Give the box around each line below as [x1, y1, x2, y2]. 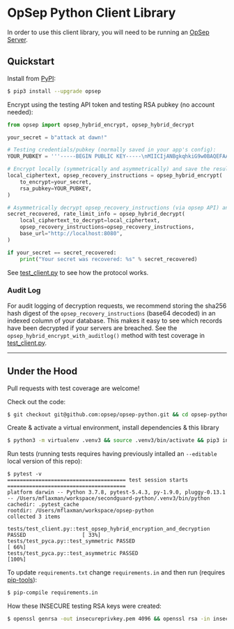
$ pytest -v [7, 471, 42, 478]
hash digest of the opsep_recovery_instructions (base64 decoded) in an [7, 309, 216, 317]
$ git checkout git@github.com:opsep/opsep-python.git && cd [7, 410, 189, 418]
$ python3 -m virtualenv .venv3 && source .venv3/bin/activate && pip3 [7, 437, 219, 444]
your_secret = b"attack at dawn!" [7, 134, 108, 141]
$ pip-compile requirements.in [7, 589, 98, 596]
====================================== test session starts [7, 477, 189, 484]
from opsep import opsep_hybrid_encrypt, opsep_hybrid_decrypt [7, 121, 195, 128]
